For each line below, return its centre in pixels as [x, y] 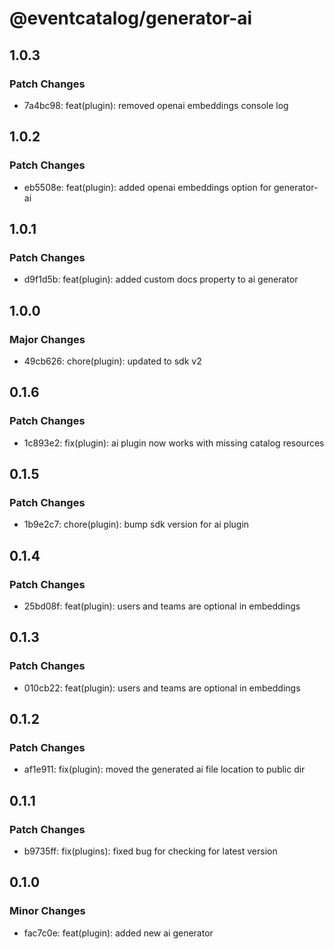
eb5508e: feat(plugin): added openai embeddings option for [147, 187]
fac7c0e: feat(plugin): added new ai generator [118, 933]
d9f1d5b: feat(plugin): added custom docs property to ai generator [161, 279]
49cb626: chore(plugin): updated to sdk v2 [112, 361]
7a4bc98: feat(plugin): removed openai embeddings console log [156, 105]
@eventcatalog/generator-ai [131, 18]
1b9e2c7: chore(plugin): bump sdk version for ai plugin [136, 524]
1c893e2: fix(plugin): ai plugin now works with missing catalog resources [174, 443]
